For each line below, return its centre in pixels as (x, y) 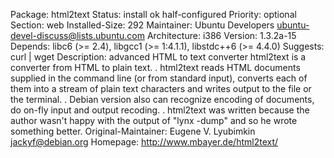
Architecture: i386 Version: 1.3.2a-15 (221, 35)
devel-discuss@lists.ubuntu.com (77, 35)
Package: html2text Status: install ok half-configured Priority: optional (153, 14)
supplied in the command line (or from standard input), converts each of (159, 78)
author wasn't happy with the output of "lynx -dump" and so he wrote (154, 120)
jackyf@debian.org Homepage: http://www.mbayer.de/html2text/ (144, 142)
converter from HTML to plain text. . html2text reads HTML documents (155, 67)
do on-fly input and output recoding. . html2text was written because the (160, 110)
